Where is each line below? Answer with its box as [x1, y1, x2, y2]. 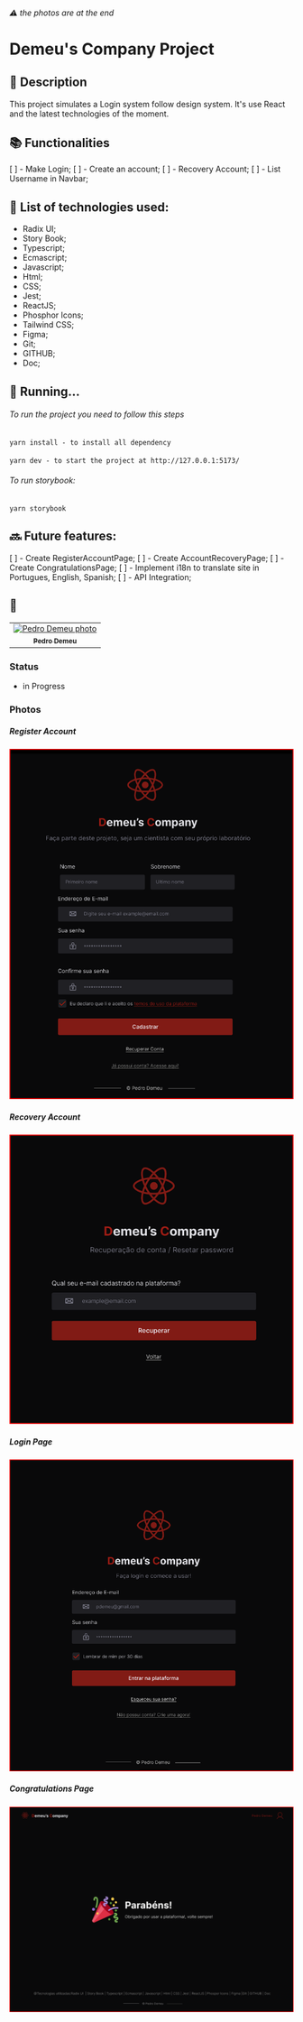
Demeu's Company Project [9, 39, 215, 59]
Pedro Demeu [32, 637, 78, 646]
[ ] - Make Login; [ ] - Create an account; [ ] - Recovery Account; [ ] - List [9, 163, 281, 175]
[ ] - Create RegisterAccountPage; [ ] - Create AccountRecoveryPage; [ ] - [9, 552, 285, 563]
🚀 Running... [9, 383, 80, 399]
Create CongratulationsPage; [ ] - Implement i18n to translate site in [9, 562, 260, 573]
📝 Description [9, 75, 87, 90]
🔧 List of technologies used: [9, 199, 170, 215]
